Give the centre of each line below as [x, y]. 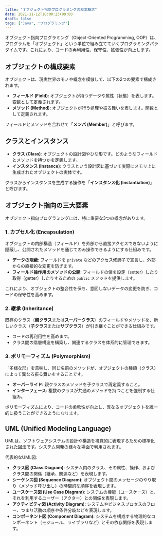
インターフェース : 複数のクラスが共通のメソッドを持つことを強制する [81, 390]
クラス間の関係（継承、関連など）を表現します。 [61, 474]
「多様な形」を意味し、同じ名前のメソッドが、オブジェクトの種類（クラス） [82, 368]
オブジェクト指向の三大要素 [47, 205]
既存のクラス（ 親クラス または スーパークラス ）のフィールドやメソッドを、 [80, 320]
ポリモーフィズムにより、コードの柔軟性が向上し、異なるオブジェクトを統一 [81, 407]
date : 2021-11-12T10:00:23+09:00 [39, 14]
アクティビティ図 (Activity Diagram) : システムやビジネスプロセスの [79, 504]
